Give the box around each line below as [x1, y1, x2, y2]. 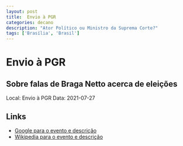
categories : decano [6, 19, 54, 25]
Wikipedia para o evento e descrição [14, 133, 103, 140]
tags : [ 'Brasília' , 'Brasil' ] [6, 30, 80, 36]
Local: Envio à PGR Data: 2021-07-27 [6, 94, 95, 101]
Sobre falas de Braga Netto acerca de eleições [6, 79, 178, 89]
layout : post [6, 8, 38, 15]
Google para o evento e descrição [14, 127, 97, 134]
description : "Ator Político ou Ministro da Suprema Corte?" [6, 25, 158, 31]
